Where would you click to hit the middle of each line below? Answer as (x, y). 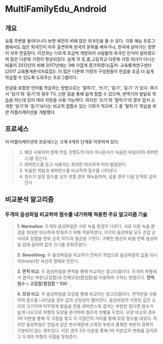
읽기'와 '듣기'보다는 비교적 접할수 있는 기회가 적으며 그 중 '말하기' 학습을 (83, 106)
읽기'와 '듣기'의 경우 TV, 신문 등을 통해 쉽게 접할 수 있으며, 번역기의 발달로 (81, 94)
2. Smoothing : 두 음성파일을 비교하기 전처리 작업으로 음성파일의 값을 (83, 255)
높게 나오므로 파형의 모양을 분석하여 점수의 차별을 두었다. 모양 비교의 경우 (86, 312)
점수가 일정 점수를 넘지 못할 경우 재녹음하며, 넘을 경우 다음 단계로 (86, 176)
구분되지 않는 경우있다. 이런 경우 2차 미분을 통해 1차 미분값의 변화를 (81, 330)
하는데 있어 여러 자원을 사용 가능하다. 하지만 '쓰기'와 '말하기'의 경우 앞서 (82, 100)
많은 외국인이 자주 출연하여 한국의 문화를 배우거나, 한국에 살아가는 (84, 47)
